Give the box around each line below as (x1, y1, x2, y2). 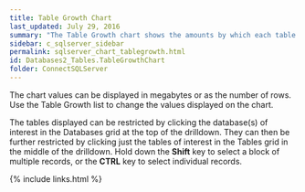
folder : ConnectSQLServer (9, 65, 108, 74)
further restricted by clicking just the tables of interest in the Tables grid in (9, 136, 289, 147)
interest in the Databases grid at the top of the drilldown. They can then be (9, 126, 290, 137)
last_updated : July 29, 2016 (9, 22, 121, 31)
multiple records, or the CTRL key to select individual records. (9, 155, 243, 166)
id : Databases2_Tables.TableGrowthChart (9, 56, 166, 65)
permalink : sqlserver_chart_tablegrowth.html (9, 48, 185, 57)
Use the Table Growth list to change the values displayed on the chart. (9, 99, 274, 110)
